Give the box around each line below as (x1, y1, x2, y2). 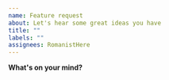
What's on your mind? (8, 63, 83, 72)
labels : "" (8, 33, 44, 42)
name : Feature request (8, 11, 83, 20)
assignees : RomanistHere (8, 41, 90, 49)
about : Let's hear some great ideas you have (8, 19, 161, 27)
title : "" (8, 26, 41, 34)
